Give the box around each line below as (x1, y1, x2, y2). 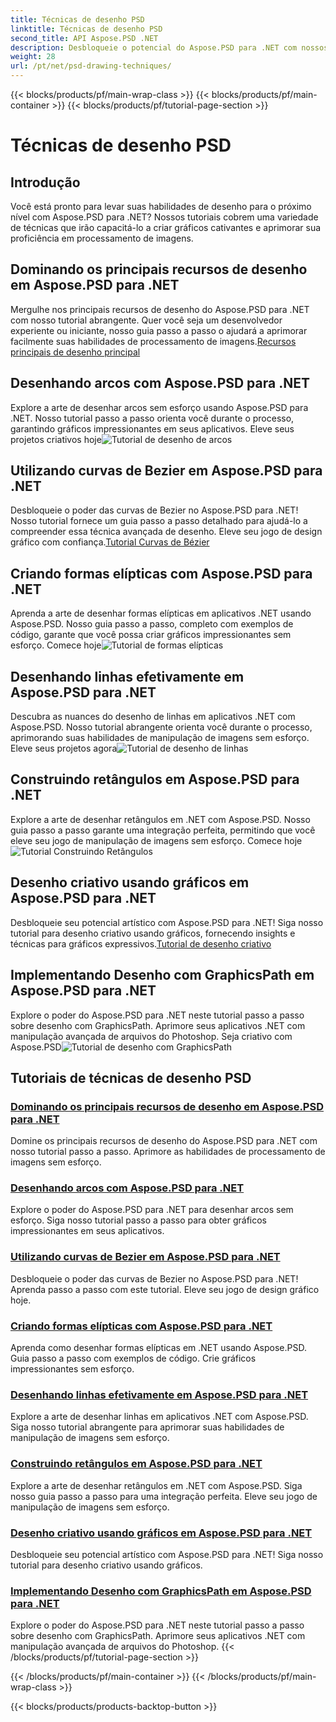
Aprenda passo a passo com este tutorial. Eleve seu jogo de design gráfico (10, 1283, 320, 1295)
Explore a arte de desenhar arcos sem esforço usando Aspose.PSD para (10, 401, 309, 413)
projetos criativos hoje (10, 433, 102, 445)
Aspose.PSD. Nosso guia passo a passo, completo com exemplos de (10, 618, 294, 630)
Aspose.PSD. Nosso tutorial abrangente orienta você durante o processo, (10, 721, 313, 733)
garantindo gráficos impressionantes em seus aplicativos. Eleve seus (10, 422, 295, 435)
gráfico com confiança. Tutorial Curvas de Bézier (10, 536, 210, 548)
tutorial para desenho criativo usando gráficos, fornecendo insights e (10, 927, 296, 939)
